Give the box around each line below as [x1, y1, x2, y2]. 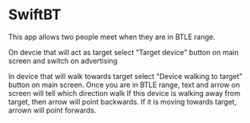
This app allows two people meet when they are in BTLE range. [8, 32, 216, 42]
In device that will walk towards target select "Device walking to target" [8, 71, 243, 81]
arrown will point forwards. [8, 105, 97, 115]
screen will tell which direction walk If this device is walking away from [8, 88, 241, 97]
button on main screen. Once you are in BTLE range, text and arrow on [8, 80, 240, 89]
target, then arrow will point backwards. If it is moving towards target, [8, 97, 237, 106]
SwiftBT [8, 6, 62, 24]
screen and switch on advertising [8, 56, 118, 65]
